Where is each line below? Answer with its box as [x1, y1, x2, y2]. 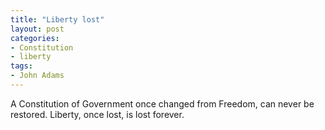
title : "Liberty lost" [10, 14, 105, 25]
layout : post [10, 24, 65, 34]
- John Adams [10, 71, 65, 81]
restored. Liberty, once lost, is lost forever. [10, 108, 185, 120]
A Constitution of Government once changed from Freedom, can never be [10, 97, 315, 110]
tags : [10, 61, 33, 71]
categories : [10, 33, 60, 43]
